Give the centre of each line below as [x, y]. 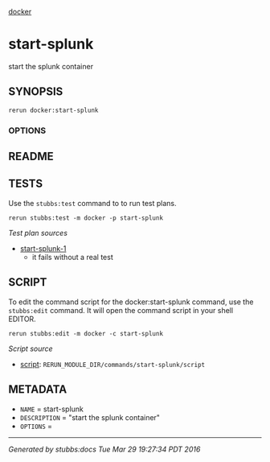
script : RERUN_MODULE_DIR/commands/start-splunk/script [112, 364]
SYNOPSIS [36, 92]
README [31, 157]
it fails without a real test [73, 257]
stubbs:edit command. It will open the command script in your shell [121, 310]
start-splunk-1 [43, 248]
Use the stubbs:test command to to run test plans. [92, 203]
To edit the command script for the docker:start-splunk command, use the [131, 302]
